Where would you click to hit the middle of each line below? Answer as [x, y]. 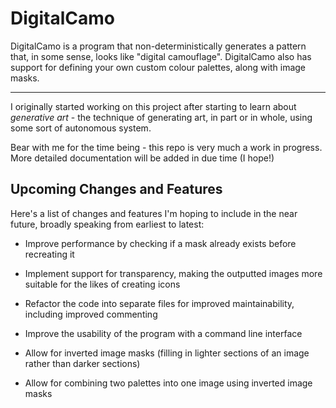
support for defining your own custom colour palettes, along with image [158, 67]
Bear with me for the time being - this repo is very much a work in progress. [166, 147]
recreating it [49, 254]
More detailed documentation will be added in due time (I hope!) [142, 158]
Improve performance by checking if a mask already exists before [160, 243]
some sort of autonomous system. [81, 128]
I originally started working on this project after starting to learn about [153, 106]
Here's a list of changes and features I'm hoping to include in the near [154, 213]
